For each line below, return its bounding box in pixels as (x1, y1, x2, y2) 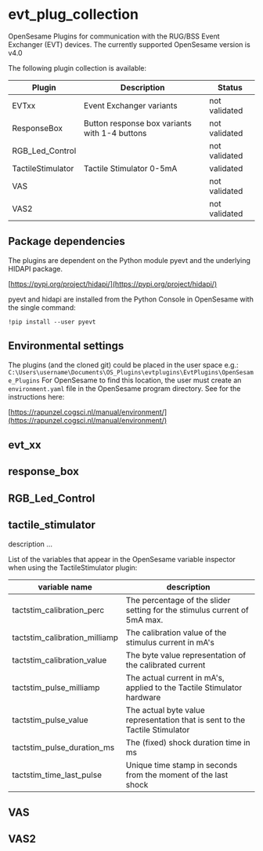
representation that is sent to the (125, 714, 246, 725)
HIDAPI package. (8, 264, 63, 273)
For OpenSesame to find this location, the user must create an (41, 375, 242, 385)
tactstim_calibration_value (12, 654, 107, 665)
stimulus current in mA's (125, 637, 215, 648)
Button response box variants (83, 118, 192, 129)
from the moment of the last (125, 769, 229, 780)
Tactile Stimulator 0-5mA (83, 163, 178, 173)
